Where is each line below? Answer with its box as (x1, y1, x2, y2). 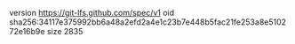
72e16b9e (9, 26, 45, 36)
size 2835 (46, 26, 84, 36)
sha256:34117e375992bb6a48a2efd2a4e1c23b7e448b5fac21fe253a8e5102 (9, 17, 287, 27)
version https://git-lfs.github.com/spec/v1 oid (9, 8, 175, 18)
